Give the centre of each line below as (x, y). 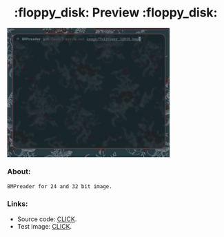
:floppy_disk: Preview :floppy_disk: (116, 13)
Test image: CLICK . (44, 226)
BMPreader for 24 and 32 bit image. (60, 187)
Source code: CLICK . (47, 219)
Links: (18, 204)
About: (19, 172)
